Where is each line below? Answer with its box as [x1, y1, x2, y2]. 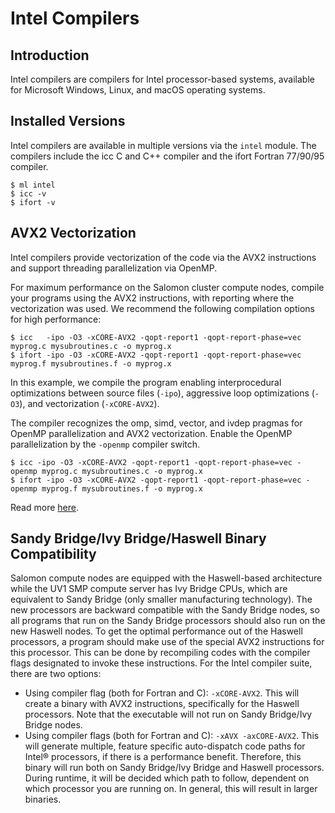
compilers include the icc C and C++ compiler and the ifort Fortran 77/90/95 [10, 150, 325, 162]
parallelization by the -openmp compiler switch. [10, 438, 201, 450]
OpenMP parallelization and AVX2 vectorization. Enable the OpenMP [10, 427, 293, 439]
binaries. [24, 793, 62, 806]
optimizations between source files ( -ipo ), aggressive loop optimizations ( [10, 387, 315, 399]
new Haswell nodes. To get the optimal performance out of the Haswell [10, 625, 303, 637]
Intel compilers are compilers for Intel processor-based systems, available [10, 73, 315, 85]
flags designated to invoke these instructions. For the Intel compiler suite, [10, 657, 313, 669]
